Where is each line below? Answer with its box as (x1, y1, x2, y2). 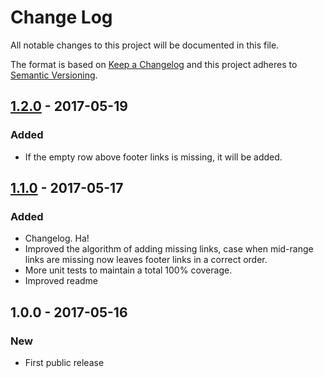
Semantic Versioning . (10, 69, 98, 81)
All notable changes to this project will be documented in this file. (10, 39, 280, 51)
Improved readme (24, 275, 99, 287)
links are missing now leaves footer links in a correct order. (24, 254, 268, 266)
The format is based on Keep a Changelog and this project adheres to (10, 58, 298, 70)
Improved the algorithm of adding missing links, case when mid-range (24, 243, 314, 255)
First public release (24, 357, 105, 368)
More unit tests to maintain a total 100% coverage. (24, 264, 233, 276)
